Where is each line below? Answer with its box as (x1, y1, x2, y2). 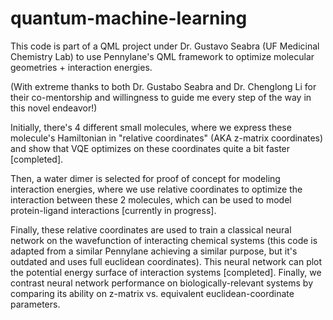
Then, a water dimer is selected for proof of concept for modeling (10, 172, 281, 184)
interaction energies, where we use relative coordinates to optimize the (10, 183, 303, 195)
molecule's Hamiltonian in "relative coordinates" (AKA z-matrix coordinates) (10, 132, 324, 144)
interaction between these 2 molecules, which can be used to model (10, 193, 292, 206)
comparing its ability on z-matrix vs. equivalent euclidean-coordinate (10, 287, 295, 299)
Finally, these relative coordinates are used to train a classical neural (10, 223, 292, 236)
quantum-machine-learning (10, 7, 248, 30)
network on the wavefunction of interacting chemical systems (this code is (10, 234, 318, 246)
